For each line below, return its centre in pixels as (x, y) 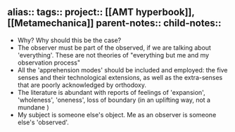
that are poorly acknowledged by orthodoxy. (82, 85)
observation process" (49, 62)
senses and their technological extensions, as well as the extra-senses (120, 77)
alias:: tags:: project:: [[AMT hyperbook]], (101, 12)
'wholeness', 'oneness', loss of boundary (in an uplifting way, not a (114, 100)
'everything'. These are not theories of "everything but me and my (113, 55)
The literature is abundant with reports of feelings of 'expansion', (111, 92)
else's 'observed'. (43, 122)
